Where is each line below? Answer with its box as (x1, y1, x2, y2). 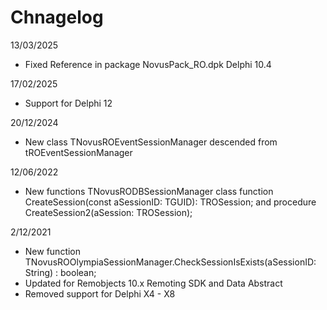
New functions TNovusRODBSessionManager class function (24, 185, 274, 197)
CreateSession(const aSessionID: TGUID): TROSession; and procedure (24, 196, 317, 208)
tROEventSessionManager (24, 146, 133, 158)
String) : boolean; (24, 266, 97, 278)
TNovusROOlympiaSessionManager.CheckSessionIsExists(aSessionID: (24, 256, 317, 268)
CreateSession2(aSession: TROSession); (24, 206, 193, 218)
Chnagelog (10, 6, 104, 29)
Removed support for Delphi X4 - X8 (24, 287, 176, 300)
